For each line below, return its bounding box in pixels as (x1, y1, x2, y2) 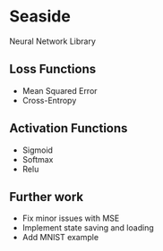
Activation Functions (9, 121, 128, 136)
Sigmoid (21, 145, 54, 155)
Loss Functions (9, 62, 97, 77)
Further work (9, 189, 84, 205)
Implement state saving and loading (21, 222, 154, 233)
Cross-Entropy (21, 95, 77, 105)
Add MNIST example (21, 232, 99, 243)
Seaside (9, 6, 72, 27)
